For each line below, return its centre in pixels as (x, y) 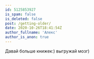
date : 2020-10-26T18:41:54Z (34, 28)
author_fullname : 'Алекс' (31, 32)
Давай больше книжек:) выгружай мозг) (47, 51)
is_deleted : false (24, 19)
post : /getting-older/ (28, 23)
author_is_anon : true (27, 37)
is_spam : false (20, 14)
